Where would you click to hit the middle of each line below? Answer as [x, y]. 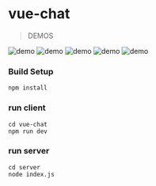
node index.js [32, 174]
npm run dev [28, 131]
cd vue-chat [28, 124]
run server [29, 151]
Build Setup [31, 71]
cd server [25, 167]
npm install [28, 88]
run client [27, 108]
